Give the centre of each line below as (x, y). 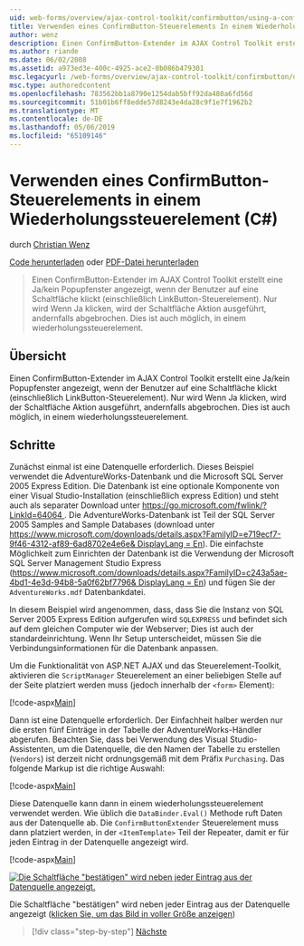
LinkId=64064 (36, 515)
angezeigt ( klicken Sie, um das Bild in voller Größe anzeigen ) (123, 914)
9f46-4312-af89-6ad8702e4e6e (70, 544)
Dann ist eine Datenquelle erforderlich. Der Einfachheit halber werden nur (146, 720)
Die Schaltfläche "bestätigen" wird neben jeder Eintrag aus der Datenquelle (150, 904)
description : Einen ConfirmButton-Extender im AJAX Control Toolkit (141, 43)
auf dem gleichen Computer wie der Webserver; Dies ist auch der (132, 629)
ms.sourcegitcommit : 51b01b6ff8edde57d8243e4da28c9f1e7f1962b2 (131, 102)
